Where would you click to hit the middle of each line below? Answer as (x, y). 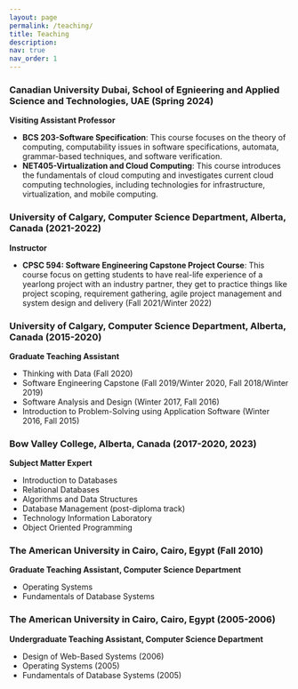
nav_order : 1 (33, 59)
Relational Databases (60, 490)
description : (33, 42)
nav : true (28, 51)
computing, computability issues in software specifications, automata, (150, 147)
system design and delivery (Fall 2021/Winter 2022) (117, 302)
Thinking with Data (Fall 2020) (77, 373)
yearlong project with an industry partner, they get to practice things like (154, 284)
